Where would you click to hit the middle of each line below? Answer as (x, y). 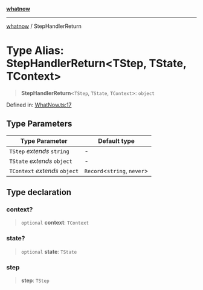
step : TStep (35, 280)
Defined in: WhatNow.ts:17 (39, 105)
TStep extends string (39, 151)
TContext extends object (44, 171)
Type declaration (39, 192)
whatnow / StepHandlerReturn (44, 26)
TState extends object (41, 161)
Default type (116, 140)
